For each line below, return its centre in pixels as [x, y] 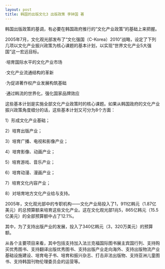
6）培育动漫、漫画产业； [30, 172]
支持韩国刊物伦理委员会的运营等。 [48, 261]
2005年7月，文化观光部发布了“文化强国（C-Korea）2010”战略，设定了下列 [81, 39]
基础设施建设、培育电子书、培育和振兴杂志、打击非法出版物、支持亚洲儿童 [80, 255]
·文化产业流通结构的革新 [29, 72]
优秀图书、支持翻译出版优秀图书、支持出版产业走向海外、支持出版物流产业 [84, 249]
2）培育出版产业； [24, 131]
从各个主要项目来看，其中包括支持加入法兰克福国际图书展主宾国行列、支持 [80, 243]
